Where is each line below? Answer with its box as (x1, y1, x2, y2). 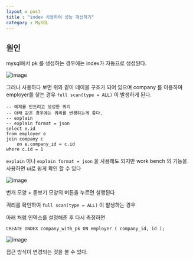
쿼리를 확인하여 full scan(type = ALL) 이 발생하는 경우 (6, 201, 136, 208)
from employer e (6, 131, 46, 137)
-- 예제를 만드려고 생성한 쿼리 (6, 104, 71, 110)
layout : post (6, 8, 41, 15)
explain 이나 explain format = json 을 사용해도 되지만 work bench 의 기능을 (6, 158, 188, 165)
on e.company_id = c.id (17, 141, 76, 148)
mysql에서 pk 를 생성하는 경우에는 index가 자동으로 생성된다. (6, 60, 147, 67)
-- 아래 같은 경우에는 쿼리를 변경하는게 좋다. (6, 110, 103, 116)
